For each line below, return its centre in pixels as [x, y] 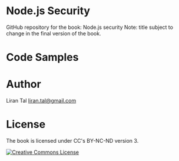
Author [24, 84]
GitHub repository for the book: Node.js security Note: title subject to [90, 27]
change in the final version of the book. [54, 33]
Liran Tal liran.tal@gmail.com [41, 101]
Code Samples [42, 57]
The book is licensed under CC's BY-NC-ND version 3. [72, 141]
